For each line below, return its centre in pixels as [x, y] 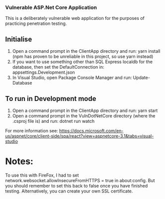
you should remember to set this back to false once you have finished [77, 186]
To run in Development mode [51, 99]
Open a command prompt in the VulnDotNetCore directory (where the [84, 115]
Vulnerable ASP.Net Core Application [51, 7]
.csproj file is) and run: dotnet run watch [53, 121]
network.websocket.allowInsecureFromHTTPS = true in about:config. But [80, 180]
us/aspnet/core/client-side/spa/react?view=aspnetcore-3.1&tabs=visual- [80, 136]
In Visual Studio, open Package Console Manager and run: [72, 78]
